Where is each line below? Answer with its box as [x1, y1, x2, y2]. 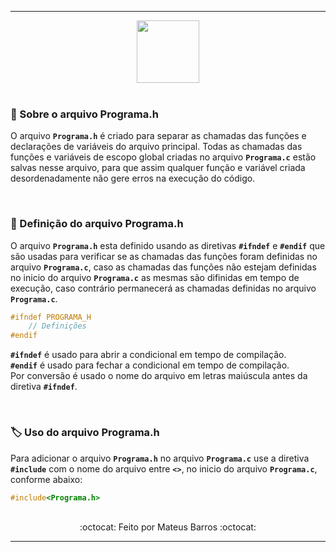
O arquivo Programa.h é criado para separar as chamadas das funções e [10, 130, 307, 142]
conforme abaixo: [10, 473, 83, 485]
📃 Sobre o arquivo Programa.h [10, 107, 159, 121]
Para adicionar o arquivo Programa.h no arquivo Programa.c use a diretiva [10, 452, 310, 464]
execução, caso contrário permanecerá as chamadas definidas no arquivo [10, 282, 317, 294]
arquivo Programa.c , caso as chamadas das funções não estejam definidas [10, 261, 317, 273]
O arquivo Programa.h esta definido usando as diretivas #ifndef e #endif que [10, 239, 326, 251]
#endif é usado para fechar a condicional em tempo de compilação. [10, 359, 290, 371]
